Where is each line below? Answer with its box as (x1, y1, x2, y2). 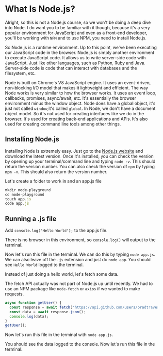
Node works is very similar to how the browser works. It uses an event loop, (5, 90, 157, 96)
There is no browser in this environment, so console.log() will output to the (5, 237, 156, 243)
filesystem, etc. (5, 70, 36, 76)
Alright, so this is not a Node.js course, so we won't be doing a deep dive (5, 19, 151, 25)
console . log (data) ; (9, 314, 49, 319)
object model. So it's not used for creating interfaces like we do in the (5, 110, 144, 116)
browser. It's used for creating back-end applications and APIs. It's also (5, 116, 148, 122)
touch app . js (5, 196, 32, 201)
